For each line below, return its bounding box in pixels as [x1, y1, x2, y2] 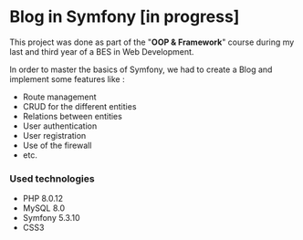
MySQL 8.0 [22, 203, 66, 214]
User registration [22, 130, 87, 141]
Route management [22, 91, 98, 102]
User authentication [22, 120, 98, 131]
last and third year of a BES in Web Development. [9, 46, 194, 57]
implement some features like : [9, 73, 125, 84]
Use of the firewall [22, 140, 92, 151]
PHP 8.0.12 [22, 193, 64, 204]
